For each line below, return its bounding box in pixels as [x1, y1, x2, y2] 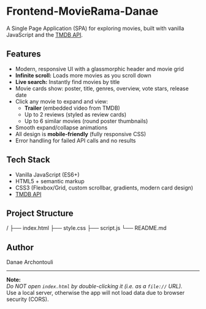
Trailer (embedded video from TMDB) [24, 104, 121, 112]
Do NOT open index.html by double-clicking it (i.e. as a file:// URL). [6, 283, 183, 290]
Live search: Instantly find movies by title [15, 78, 120, 85]
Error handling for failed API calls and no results [15, 137, 136, 144]
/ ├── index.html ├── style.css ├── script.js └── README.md [6, 224, 167, 232]
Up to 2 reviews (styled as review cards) [24, 110, 127, 118]
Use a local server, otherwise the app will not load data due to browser [6, 289, 185, 297]
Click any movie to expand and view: [15, 97, 109, 105]
